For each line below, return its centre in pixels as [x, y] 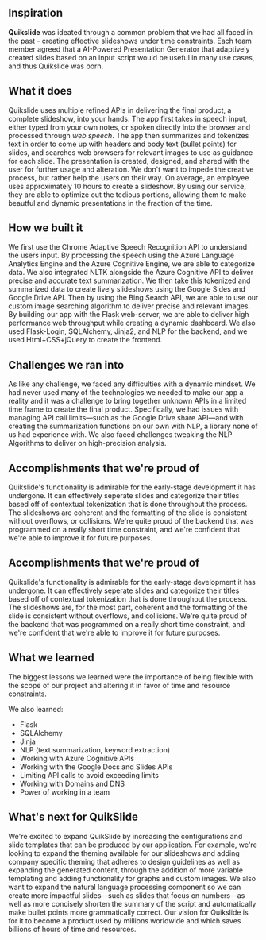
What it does [40, 91]
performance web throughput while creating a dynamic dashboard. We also [132, 323]
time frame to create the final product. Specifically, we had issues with [123, 409]
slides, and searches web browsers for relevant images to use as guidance [131, 152]
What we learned [51, 658]
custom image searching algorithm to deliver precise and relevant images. [129, 306]
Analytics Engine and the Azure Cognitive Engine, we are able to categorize [132, 264]
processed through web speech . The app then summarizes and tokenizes [129, 135]
